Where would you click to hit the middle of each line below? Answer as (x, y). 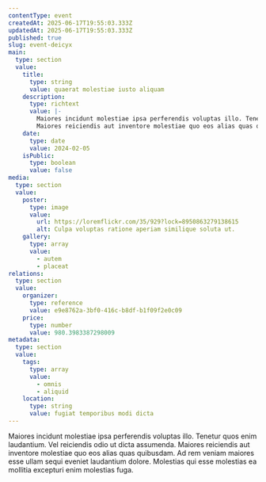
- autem (49, 258)
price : (33, 318)
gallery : (37, 237)
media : (19, 178)
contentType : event (40, 15)
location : (39, 399)
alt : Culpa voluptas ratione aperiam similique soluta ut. (136, 230)
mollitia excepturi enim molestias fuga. (71, 469)
